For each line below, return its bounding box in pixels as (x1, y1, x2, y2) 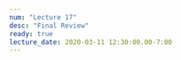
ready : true (9, 29, 53, 38)
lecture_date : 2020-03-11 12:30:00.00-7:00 (9, 37, 173, 47)
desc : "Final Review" (9, 21, 90, 30)
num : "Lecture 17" (9, 12, 77, 22)
